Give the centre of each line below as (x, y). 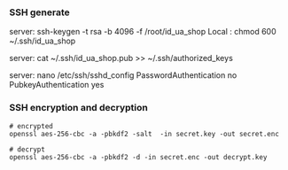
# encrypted (31, 126)
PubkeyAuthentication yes (57, 85)
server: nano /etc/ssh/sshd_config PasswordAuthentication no (123, 75)
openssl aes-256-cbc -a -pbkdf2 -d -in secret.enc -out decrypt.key (138, 157)
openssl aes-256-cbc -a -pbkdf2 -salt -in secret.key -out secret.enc (144, 134)
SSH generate (40, 12)
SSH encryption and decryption (78, 108)
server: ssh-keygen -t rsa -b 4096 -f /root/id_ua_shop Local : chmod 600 (143, 32)
